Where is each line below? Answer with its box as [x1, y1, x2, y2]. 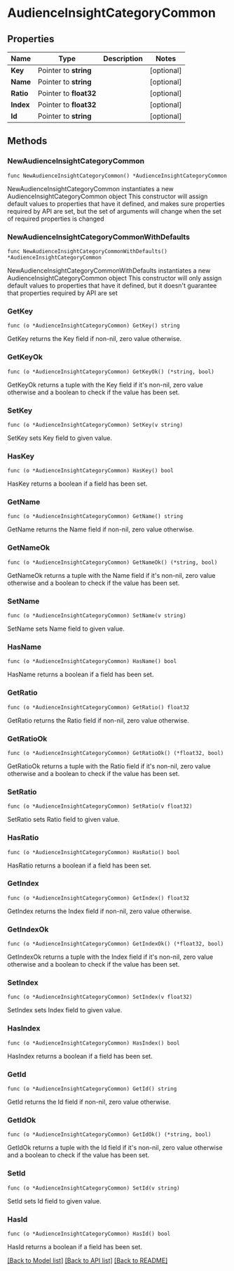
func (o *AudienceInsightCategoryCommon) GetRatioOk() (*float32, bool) [7, 749, 224, 756]
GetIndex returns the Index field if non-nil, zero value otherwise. [7, 907, 192, 915]
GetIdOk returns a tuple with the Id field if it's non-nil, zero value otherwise [7, 1144, 223, 1152]
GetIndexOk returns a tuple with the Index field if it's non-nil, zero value [7, 953, 214, 961]
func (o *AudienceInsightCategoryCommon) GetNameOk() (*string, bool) [7, 559, 218, 566]
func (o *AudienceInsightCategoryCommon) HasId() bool [7, 1230, 171, 1237]
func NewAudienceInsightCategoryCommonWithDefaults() [7, 247, 168, 254]
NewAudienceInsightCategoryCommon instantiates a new [7, 184, 174, 193]
